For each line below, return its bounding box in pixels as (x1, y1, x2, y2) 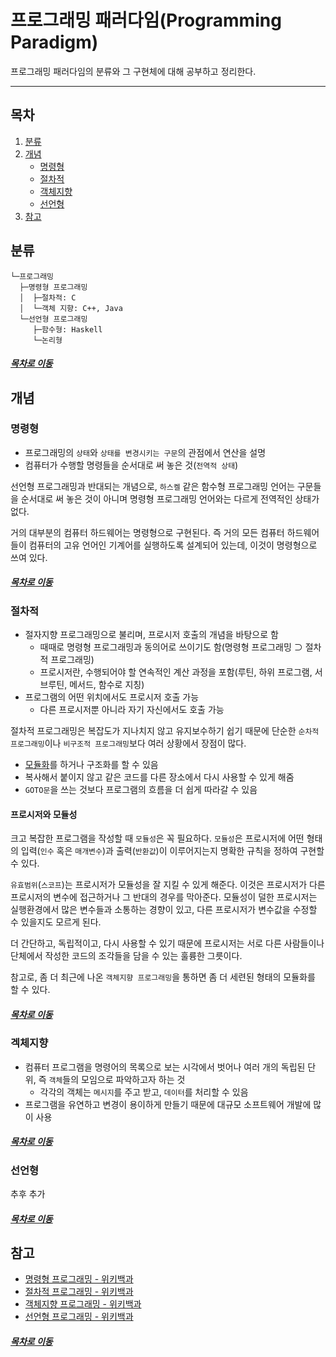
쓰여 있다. (10, 551, 48, 563)
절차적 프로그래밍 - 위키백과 (24, 1286, 134, 1298)
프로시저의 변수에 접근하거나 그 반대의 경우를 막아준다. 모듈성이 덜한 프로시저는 (10, 891, 318, 903)
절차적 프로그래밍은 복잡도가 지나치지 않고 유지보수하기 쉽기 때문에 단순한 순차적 (10, 725, 320, 737)
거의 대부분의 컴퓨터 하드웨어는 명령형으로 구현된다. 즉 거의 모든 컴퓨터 (10, 526, 285, 538)
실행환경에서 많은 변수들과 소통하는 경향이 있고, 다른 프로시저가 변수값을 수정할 (10, 904, 318, 916)
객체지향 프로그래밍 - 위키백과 (24, 1298, 142, 1310)
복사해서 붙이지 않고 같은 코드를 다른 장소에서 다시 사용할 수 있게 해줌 (24, 771, 295, 783)
